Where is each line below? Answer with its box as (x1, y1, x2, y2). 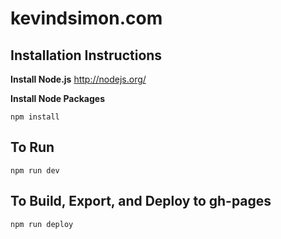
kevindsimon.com (10, 7, 163, 30)
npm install (10, 112, 60, 122)
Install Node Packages (10, 93, 105, 104)
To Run (10, 139, 55, 156)
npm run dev (10, 165, 60, 176)
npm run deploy (10, 219, 74, 229)
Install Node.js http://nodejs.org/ (10, 73, 147, 85)
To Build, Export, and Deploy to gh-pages (10, 193, 272, 210)
